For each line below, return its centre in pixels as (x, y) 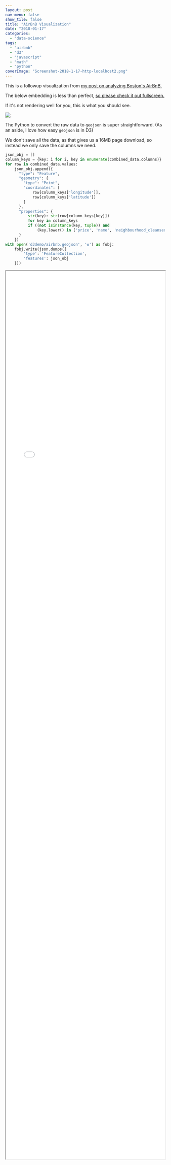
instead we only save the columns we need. (51, 145)
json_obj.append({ (34, 169)
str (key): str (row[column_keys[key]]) (69, 216)
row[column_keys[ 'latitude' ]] (64, 197)
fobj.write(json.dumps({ (40, 249)
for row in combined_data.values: (42, 164)
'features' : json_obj (46, 259)
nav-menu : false (22, 15)
